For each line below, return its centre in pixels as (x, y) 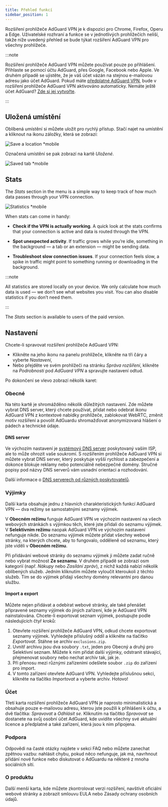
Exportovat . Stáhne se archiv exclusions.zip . (59, 641)
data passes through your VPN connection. (50, 197)
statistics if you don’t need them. (39, 297)
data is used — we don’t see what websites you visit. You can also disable (82, 292)
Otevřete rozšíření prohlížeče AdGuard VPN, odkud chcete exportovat (85, 631)
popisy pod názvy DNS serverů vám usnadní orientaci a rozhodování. (77, 470)
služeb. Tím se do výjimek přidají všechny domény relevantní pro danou (79, 577)
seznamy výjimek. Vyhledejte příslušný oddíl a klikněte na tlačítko (80, 636)
